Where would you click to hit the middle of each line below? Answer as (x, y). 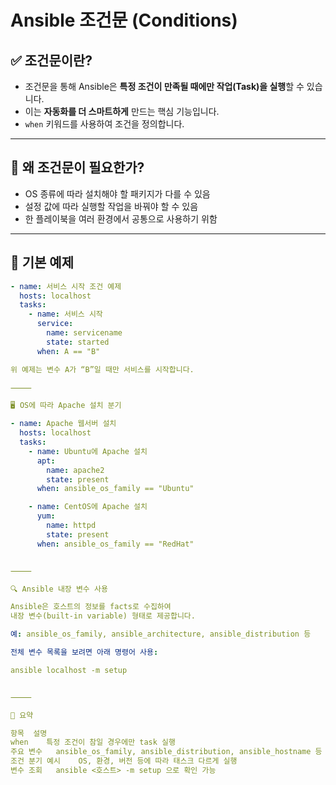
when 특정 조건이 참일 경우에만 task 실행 (93, 742)
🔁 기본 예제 (42, 262)
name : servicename (84, 333)
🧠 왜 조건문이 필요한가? (77, 167)
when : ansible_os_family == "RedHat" (115, 544)
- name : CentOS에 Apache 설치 (88, 507)
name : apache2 (75, 470)
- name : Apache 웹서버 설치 (63, 424)
